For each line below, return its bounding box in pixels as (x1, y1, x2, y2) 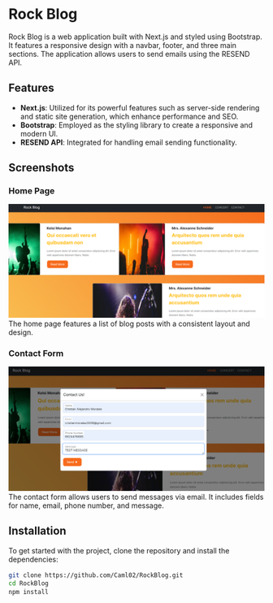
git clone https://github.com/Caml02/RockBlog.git (8, 570, 184, 579)
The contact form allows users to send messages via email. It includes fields (8, 492, 264, 501)
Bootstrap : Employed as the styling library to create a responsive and (19, 119, 253, 130)
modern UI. (19, 128, 58, 138)
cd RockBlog (8, 579, 49, 588)
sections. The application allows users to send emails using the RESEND (8, 49, 250, 59)
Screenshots (8, 161, 75, 175)
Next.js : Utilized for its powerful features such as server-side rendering (19, 102, 260, 112)
